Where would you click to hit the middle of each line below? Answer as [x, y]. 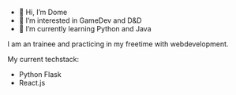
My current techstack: [43, 59]
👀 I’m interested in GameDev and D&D [81, 20]
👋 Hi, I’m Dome [43, 12]
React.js [32, 83]
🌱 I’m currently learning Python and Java [85, 29]
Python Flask [40, 74]
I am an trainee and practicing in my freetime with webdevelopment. [118, 44]
